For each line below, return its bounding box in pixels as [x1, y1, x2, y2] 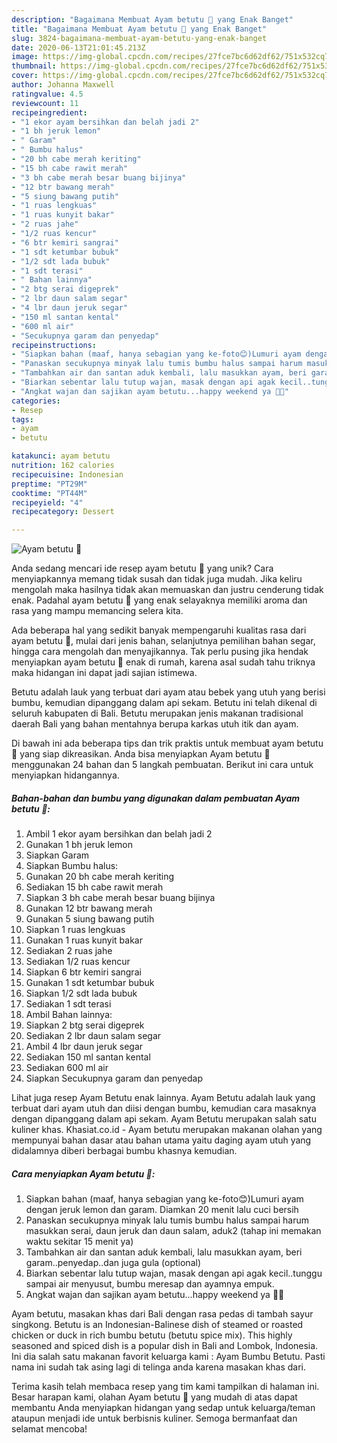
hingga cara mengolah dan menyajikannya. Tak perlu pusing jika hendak [11, 646, 309, 658]
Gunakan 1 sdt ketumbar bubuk [25, 977, 155, 989]
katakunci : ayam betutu [11, 451, 111, 461]
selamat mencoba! [11, 1423, 88, 1435]
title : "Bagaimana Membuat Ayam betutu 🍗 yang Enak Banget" [11, 24, 268, 34]
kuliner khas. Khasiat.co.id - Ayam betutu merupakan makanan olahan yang [11, 1124, 323, 1136]
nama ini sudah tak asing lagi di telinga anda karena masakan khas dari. [11, 1361, 307, 1373]
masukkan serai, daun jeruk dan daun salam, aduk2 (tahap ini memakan [25, 1225, 322, 1237]
